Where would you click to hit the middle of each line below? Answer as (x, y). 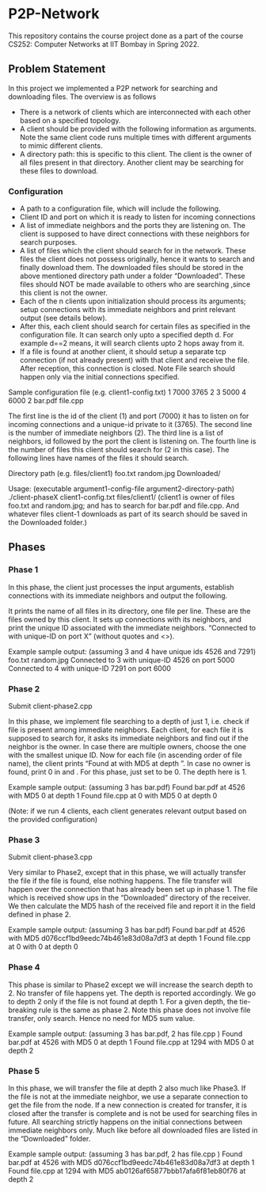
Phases (27, 547)
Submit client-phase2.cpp (50, 706)
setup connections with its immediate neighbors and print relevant (127, 310)
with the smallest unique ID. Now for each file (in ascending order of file (125, 755)
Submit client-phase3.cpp (50, 857)
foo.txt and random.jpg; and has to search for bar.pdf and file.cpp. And (124, 506)
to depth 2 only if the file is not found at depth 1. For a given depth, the (123, 1001)
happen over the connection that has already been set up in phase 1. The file (133, 889)
